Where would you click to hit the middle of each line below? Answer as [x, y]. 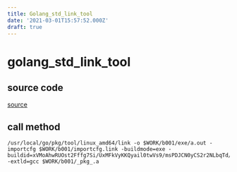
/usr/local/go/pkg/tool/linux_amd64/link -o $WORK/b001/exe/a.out [107, 143]
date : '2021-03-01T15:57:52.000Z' [58, 20]
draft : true [25, 27]
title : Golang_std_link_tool [50, 14]
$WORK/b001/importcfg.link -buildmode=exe [102, 149]
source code [35, 88]
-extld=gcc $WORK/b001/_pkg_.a [53, 162]
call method [34, 127]
